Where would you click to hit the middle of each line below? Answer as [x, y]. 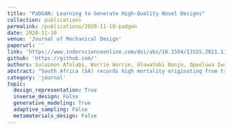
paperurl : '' [26, 45]
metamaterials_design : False [55, 116]
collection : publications [44, 20]
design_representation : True [55, 90]
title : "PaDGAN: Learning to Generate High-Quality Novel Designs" [106, 13]
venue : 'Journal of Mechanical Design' [65, 39]
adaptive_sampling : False [51, 109]
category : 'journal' [37, 77]
